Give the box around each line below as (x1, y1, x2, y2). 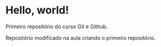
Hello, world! (5, 4, 69, 17)
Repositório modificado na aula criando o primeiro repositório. (5, 34, 156, 41)
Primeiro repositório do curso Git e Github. (5, 23, 108, 30)
